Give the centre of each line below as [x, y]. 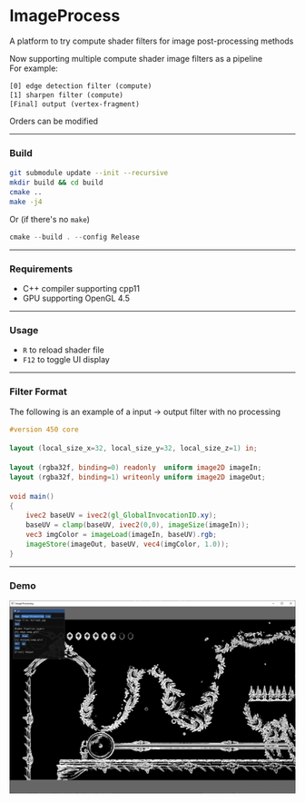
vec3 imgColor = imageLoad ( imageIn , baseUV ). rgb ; [122, 535]
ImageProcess [65, 16]
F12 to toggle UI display [66, 360]
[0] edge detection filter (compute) [81, 86]
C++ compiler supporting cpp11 [81, 288]
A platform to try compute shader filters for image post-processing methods [152, 41]
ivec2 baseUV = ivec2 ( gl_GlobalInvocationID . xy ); [122, 516]
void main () [32, 496]
